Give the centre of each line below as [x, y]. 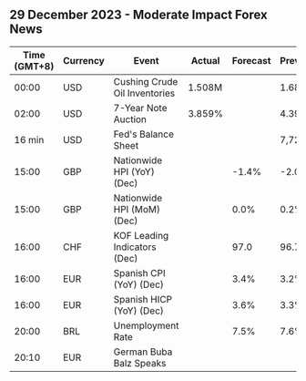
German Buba [143, 352]
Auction [130, 119]
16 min [29, 139]
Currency [83, 60]
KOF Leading [141, 235]
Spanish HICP [143, 299]
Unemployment [146, 325]
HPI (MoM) [137, 209]
